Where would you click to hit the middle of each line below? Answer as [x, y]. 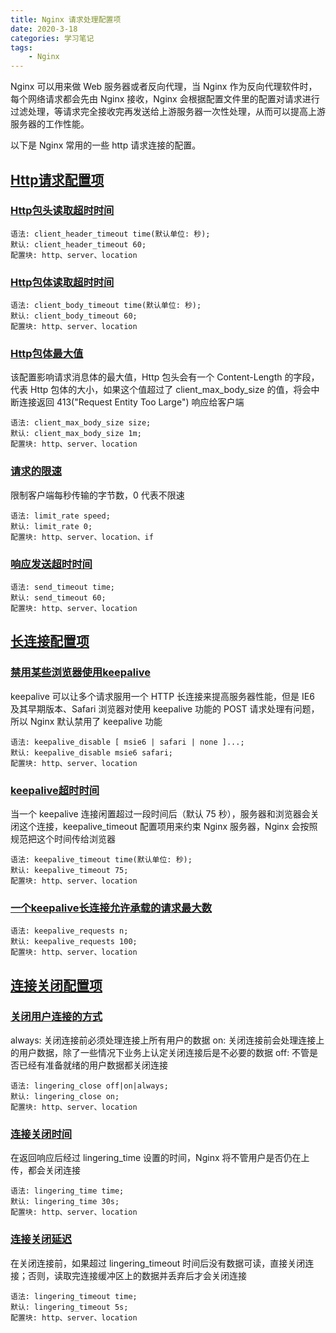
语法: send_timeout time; [62, 587]
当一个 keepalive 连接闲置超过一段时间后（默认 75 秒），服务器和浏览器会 [160, 813]
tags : [21, 47]
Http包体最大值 [47, 354]
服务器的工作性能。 [50, 124]
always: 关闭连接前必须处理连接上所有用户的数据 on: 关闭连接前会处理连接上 [167, 1040]
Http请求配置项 [57, 179]
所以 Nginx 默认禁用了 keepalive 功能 [86, 721]
